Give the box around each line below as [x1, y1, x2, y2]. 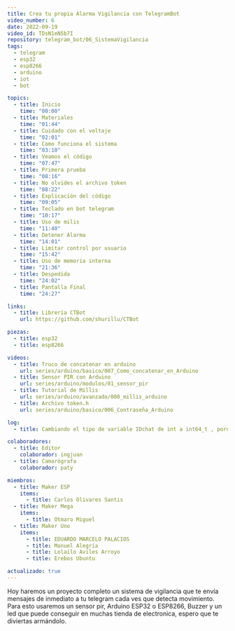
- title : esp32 [13, 335, 58, 342]
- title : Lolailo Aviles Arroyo [25, 548, 120, 556]
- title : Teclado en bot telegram [13, 205, 114, 212]
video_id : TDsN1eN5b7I [7, 29, 73, 37]
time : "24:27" [20, 290, 61, 297]
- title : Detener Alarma [13, 231, 86, 238]
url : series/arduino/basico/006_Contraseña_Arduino [20, 406, 173, 414]
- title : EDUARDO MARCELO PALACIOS [25, 536, 130, 543]
